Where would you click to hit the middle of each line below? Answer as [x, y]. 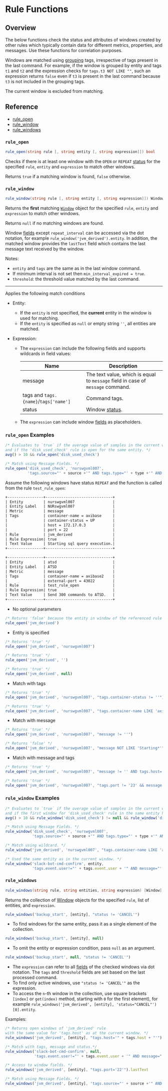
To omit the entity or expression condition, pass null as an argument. [84, 948]
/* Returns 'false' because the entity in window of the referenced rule [84, 618]
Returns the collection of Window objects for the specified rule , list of [77, 900]
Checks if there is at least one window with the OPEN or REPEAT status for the [83, 161]
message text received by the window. [45, 249]
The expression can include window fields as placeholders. [81, 422]
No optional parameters [37, 609]
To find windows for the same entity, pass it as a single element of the [84, 924]
